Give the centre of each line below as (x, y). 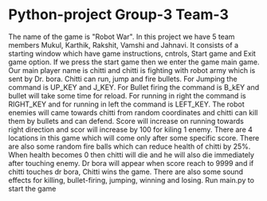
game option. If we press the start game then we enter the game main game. (134, 62)
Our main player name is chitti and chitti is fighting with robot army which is (132, 70)
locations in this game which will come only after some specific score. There (134, 137)
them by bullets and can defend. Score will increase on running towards (126, 121)
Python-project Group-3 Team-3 (119, 15)
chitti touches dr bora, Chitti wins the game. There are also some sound (126, 172)
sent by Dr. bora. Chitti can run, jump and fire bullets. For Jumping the (123, 79)
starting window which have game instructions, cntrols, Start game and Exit (132, 53)
